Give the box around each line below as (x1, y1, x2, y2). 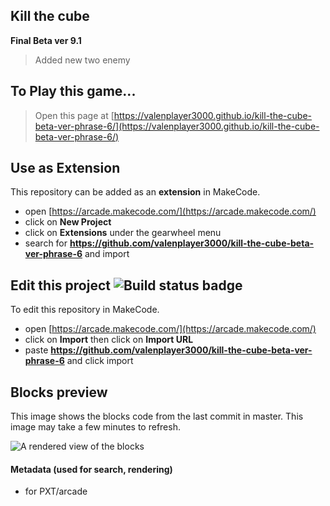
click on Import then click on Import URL (24, 334, 194, 346)
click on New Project (24, 216, 112, 228)
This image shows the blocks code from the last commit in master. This (10, 410, 304, 423)
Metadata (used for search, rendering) (10, 463, 173, 475)
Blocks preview (10, 384, 108, 401)
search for (24, 237, 68, 249)
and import (84, 248, 130, 260)
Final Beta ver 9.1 (10, 34, 82, 46)
